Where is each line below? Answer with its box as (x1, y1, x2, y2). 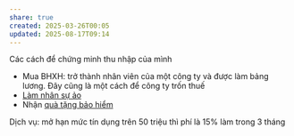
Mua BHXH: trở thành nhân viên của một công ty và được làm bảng (21, 71, 270, 82)
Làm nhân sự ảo (21, 90, 82, 100)
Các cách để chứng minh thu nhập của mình (9, 54, 172, 65)
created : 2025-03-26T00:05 (9, 21, 110, 30)
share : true (9, 12, 54, 22)
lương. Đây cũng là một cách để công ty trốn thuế (21, 81, 206, 92)
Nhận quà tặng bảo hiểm (21, 100, 113, 110)
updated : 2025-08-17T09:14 (9, 29, 110, 38)
